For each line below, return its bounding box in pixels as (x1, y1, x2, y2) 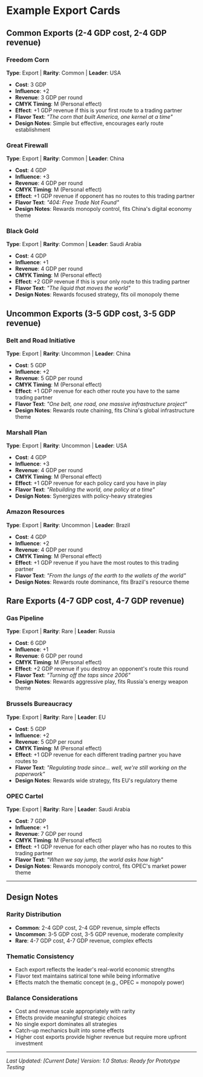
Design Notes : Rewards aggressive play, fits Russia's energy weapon (14, 678, 188, 685)
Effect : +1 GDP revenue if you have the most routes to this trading (14, 559, 179, 566)
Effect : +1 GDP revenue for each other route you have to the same (14, 387, 180, 395)
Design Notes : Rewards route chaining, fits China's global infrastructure (14, 407, 195, 414)
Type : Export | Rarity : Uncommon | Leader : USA (6, 442, 127, 449)
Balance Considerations (6, 993, 79, 1002)
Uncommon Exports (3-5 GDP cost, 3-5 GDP (6, 308, 176, 319)
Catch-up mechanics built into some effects (14, 1027, 124, 1034)
